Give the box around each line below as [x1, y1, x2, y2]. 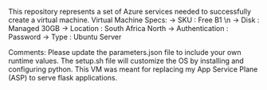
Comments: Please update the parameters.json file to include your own [8, 48, 241, 57]
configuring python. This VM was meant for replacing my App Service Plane [8, 65, 258, 74]
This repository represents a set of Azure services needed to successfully [8, 7, 252, 16]
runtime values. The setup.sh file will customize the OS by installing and [8, 56, 245, 65]
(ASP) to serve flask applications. [8, 73, 118, 82]
